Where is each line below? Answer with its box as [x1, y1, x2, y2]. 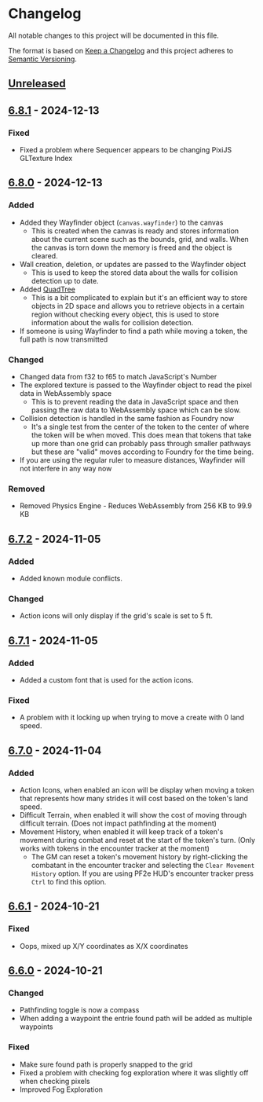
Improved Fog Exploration [19, 1085, 104, 1094]
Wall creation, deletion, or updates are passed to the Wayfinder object [19, 259, 247, 269]
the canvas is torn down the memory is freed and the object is [31, 243, 232, 252]
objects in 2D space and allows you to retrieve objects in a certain [31, 301, 245, 310]
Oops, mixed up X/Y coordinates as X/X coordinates [19, 941, 188, 950]
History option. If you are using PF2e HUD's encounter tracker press [31, 869, 254, 878]
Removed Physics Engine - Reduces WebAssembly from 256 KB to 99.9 [19, 501, 253, 511]
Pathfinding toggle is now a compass [19, 1005, 140, 1015]
